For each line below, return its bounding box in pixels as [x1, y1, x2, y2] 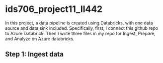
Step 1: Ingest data [5, 50, 64, 59]
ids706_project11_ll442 [5, 3, 103, 15]
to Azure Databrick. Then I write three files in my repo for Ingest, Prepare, [5, 30, 156, 36]
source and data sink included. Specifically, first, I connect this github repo [5, 25, 159, 31]
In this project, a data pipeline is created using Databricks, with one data [5, 20, 153, 26]
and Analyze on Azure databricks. [5, 36, 75, 42]
